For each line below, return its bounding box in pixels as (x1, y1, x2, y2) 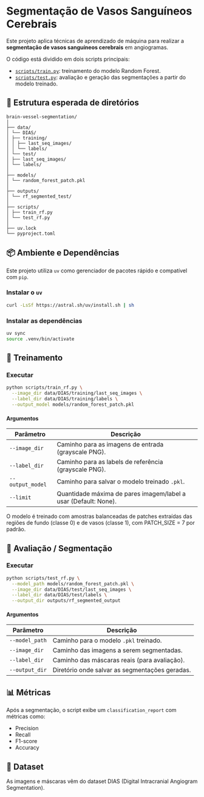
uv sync (6, 331, 26, 337)
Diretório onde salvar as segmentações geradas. (52, 666, 191, 674)
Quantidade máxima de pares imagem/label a (56, 489, 186, 498)
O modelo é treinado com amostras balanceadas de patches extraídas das (6, 513, 192, 520)
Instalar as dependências (6, 317, 83, 325)
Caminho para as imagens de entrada (56, 440, 164, 449)
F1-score (15, 738, 38, 745)
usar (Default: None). (56, 497, 117, 506)
